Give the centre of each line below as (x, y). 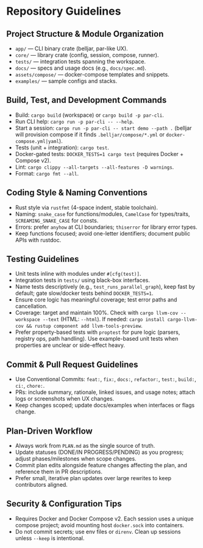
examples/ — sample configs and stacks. (66, 81)
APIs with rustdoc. (38, 240)
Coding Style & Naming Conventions (77, 193)
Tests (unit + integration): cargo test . (62, 147)
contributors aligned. (41, 485)
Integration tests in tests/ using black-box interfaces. (83, 280)
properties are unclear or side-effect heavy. (70, 345)
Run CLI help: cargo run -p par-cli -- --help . (74, 121)
